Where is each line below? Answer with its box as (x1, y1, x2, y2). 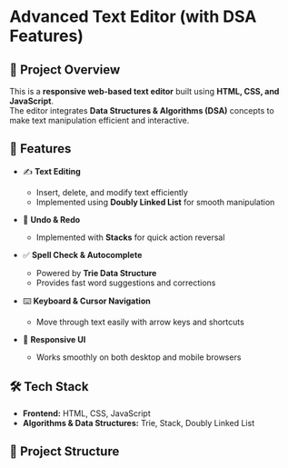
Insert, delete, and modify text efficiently (35, 186, 189, 197)
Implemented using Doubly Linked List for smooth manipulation (35, 196, 275, 207)
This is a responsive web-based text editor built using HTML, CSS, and (9, 86, 280, 96)
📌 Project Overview (9, 62, 121, 77)
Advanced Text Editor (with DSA (9, 6, 257, 27)
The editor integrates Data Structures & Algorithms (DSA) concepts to (9, 105, 274, 115)
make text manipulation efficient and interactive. (9, 115, 190, 125)
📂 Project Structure (9, 443, 120, 460)
